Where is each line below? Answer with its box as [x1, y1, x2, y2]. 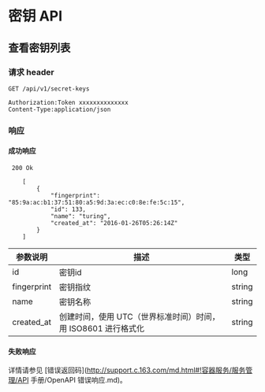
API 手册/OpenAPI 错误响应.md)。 [17, 375, 128, 385]
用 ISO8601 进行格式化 [58, 324, 145, 334]
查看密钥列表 [8, 41, 71, 54]
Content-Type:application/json [8, 105, 111, 113]
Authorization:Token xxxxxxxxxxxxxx [8, 98, 129, 106]
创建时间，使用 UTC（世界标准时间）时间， [58, 312, 220, 322]
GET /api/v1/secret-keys [8, 84, 90, 93]
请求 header [8, 66, 54, 77]
